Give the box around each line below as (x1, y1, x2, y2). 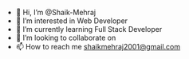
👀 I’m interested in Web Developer (15, 16, 128, 26)
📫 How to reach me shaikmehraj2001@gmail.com (15, 42, 181, 51)
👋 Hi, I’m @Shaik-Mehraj (15, 8, 96, 17)
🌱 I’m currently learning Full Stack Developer (15, 25, 163, 33)
